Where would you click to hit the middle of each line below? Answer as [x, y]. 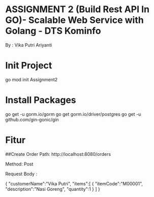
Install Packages [41, 100]
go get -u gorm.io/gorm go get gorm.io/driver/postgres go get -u [73, 114]
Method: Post [19, 164]
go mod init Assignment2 [32, 79]
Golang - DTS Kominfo [53, 31]
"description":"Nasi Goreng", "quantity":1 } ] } [53, 189]
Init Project [29, 66]
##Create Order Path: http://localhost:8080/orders [58, 154]
